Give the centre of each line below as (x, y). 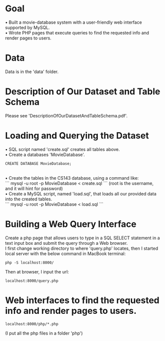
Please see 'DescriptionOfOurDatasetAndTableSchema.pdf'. (66, 115)
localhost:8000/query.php (32, 281)
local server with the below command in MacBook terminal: (65, 253)
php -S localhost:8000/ (30, 263)
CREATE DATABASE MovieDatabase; (38, 163)
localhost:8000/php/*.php (32, 324)
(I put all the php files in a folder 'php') (44, 333)
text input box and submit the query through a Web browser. (66, 243)
